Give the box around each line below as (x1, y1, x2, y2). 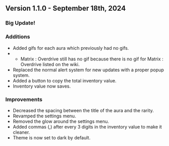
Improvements (5, 96, 43, 103)
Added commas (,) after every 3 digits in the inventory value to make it (12, 123, 162, 130)
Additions (5, 33, 30, 40)
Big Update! (5, 19, 35, 27)
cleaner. (12, 129, 30, 135)
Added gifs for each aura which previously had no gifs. (12, 45, 129, 51)
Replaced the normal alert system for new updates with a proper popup (12, 67, 164, 73)
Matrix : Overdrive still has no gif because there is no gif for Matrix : (20, 56, 163, 62)
